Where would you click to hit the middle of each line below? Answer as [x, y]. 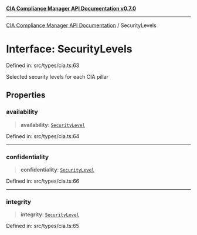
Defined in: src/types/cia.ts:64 [43, 136]
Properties [26, 95]
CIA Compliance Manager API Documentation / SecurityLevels [81, 25]
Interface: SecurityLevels [69, 49]
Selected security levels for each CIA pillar [57, 76]
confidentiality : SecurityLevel [57, 169]
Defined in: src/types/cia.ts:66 [43, 181]
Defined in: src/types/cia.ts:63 [43, 65]
